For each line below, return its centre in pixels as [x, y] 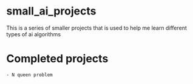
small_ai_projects [51, 11]
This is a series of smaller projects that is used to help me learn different [96, 28]
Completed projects [57, 59]
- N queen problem [29, 75]
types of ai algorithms [34, 34]
